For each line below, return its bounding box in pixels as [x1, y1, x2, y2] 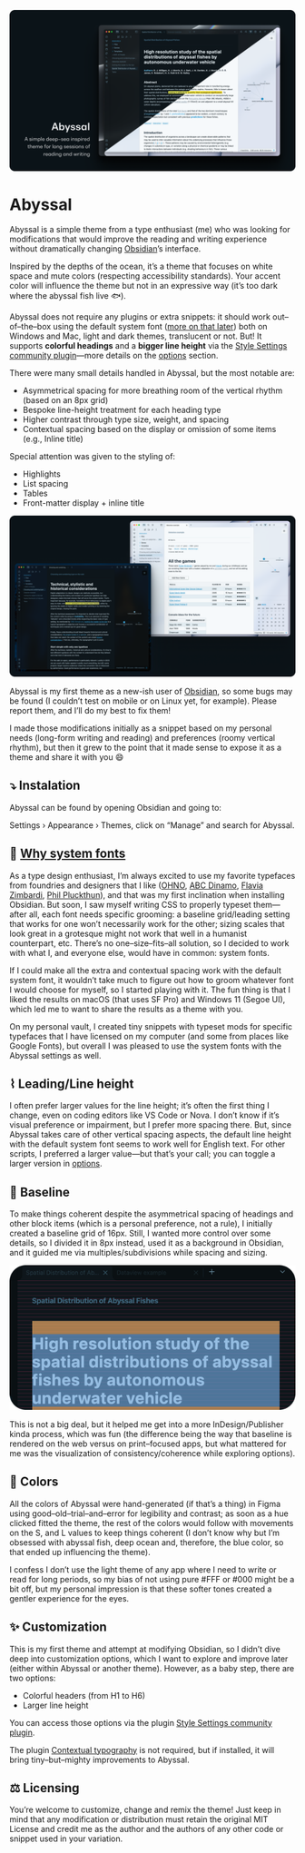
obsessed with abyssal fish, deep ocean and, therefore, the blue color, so [9, 1536, 284, 1548]
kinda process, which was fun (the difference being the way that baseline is [9, 1428, 292, 1439]
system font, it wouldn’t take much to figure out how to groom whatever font [9, 974, 294, 985]
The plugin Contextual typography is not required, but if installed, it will [9, 1744, 275, 1755]
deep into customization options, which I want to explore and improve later [9, 1653, 289, 1664]
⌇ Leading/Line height [9, 1076, 134, 1091]
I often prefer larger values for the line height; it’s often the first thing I [9, 1100, 270, 1111]
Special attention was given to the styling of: [9, 451, 175, 462]
